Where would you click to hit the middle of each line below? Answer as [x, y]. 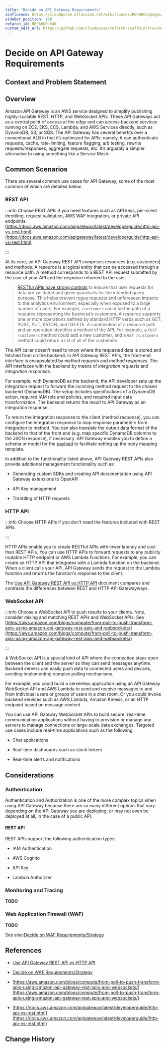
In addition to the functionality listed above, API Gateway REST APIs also [79, 459]
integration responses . [28, 371]
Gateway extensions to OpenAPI [45, 479]
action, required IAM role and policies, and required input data [69, 397]
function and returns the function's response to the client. [64, 573]
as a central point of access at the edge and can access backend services [81, 122]
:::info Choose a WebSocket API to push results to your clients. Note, [75, 612]
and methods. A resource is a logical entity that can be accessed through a [82, 267]
